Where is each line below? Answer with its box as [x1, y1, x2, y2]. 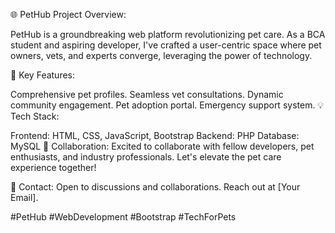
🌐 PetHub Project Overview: [10, 9, 127, 20]
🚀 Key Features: [10, 69, 76, 81]
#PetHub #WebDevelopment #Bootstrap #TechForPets [10, 211, 237, 223]
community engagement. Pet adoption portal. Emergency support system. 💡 [10, 99, 325, 111]
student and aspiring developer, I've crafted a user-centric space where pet [10, 39, 322, 51]
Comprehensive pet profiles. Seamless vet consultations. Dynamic [10, 89, 284, 100]
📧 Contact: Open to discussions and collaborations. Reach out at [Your [10, 181, 301, 193]
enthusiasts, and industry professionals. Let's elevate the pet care [10, 151, 282, 163]
